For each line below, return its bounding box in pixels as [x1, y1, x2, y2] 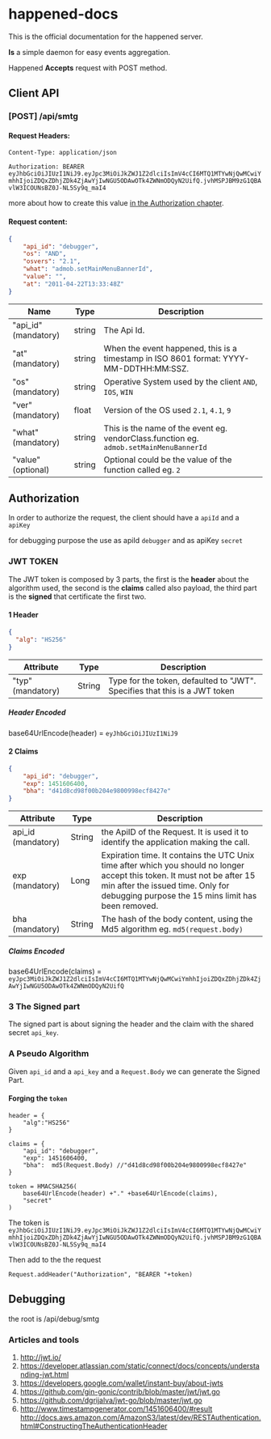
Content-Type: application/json [8, 149, 117, 157]
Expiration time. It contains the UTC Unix [101, 850, 255, 861]
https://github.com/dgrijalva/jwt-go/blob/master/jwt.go [19, 1395, 203, 1405]
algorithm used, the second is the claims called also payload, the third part [8, 583, 257, 592]
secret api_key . [8, 1028, 59, 1038]
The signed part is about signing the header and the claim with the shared [8, 1019, 254, 1029]
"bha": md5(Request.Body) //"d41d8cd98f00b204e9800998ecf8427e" [23, 1161, 248, 1169]
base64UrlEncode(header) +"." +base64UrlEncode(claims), [23, 1189, 219, 1198]
